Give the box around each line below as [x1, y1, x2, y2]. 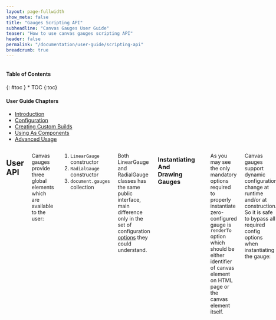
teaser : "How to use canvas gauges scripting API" [6, 31, 133, 37]
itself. [210, 308, 224, 315]
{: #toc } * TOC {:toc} [6, 83, 58, 90]
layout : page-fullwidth [6, 8, 65, 15]
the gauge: [244, 253, 271, 260]
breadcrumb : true [6, 47, 49, 53]
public [117, 190, 133, 197]
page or [210, 283, 229, 290]
